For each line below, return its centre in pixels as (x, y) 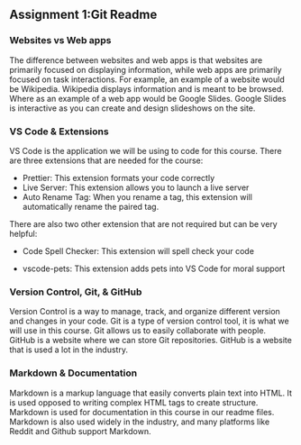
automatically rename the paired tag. (91, 206)
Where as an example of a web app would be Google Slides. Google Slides (148, 98)
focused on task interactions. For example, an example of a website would (147, 79)
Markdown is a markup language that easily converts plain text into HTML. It (151, 393)
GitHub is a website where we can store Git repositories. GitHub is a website (151, 341)
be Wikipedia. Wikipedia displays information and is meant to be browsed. (146, 88)
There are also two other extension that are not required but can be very (143, 223)
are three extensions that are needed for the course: (106, 160)
